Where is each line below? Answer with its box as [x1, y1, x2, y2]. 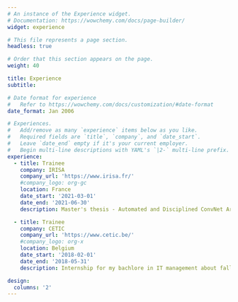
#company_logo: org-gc [20, 180, 87, 187]
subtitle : [7, 81, 37, 88]
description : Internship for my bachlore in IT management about [20, 265, 217, 272]
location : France [20, 186, 72, 193]
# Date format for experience [7, 94, 97, 101]
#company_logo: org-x [20, 238, 84, 245]
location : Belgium [20, 245, 74, 252]
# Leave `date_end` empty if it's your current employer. [7, 140, 189, 147]
